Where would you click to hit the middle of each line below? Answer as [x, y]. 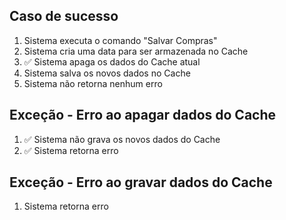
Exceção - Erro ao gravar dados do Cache [141, 182]
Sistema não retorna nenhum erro [93, 83]
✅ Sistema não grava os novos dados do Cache [122, 139]
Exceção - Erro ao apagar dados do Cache [143, 115]
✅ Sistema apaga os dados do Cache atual [112, 61]
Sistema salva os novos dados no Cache [107, 73]
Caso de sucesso [64, 16]
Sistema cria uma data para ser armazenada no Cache [136, 51]
